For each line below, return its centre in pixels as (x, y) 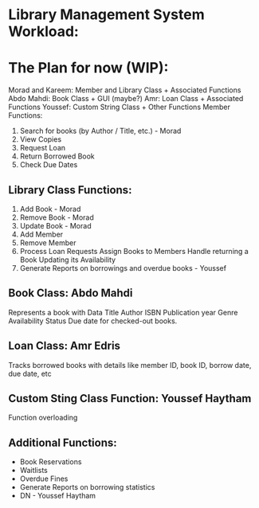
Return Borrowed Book (57, 156)
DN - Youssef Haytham (58, 496)
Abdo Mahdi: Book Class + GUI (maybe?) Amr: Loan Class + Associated (126, 99)
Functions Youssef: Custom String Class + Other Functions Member (120, 107)
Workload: (44, 31)
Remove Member (48, 242)
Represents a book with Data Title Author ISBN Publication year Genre (123, 312)
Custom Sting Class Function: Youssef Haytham (130, 399)
